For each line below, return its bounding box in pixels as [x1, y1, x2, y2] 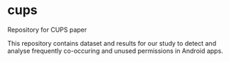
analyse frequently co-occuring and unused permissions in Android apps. [7, 46, 223, 55]
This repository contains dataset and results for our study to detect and [7, 39, 217, 47]
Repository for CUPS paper [7, 25, 87, 34]
